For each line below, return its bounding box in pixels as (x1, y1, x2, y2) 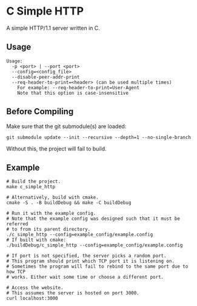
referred (6, 221, 28, 227)
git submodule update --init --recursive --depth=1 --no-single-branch (6, 134, 191, 140)
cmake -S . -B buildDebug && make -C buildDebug (6, 200, 132, 206)
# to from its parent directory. (6, 226, 91, 233)
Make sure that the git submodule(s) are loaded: (6, 123, 127, 130)
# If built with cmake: (6, 237, 67, 243)
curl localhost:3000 (6, 296, 59, 302)
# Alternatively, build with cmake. (6, 194, 99, 201)
